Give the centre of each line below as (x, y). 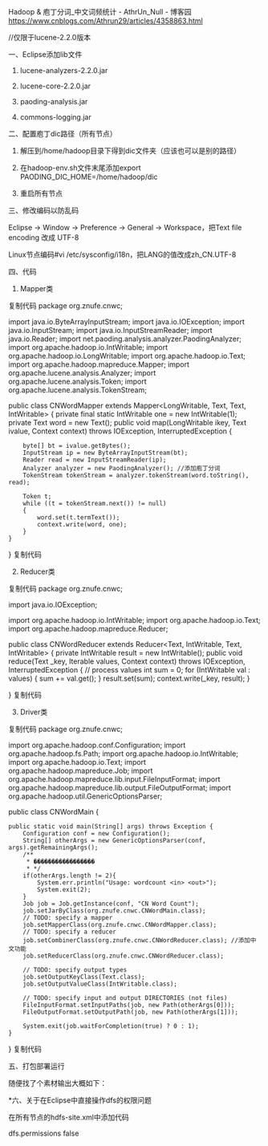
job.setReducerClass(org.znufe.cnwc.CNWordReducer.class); (124, 956)
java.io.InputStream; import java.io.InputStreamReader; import (110, 330)
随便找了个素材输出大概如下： (57, 1083)
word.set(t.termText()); (79, 518)
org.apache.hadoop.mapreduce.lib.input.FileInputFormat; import (114, 779)
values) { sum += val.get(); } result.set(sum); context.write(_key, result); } (129, 678)
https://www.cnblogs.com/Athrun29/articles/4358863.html (106, 21)
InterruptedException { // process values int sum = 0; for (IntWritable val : (130, 670)
